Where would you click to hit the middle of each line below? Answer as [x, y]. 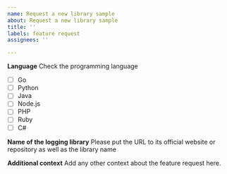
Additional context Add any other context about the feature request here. [114, 163]
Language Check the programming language [73, 66]
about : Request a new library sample [63, 20]
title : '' [22, 27]
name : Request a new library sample [61, 14]
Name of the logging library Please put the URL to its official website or [111, 142]
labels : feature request [44, 33]
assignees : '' [28, 40]
